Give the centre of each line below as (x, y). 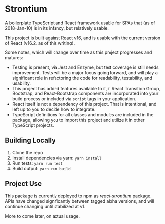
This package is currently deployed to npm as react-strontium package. (79, 196)
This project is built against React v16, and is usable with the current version (83, 38)
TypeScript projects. (33, 125)
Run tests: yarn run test (38, 163)
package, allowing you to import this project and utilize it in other (78, 120)
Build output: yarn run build (41, 168)
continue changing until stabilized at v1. (45, 206)
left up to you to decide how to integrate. (54, 109)
